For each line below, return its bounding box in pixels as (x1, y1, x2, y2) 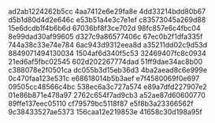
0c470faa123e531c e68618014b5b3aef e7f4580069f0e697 (8, 74, 200, 83)
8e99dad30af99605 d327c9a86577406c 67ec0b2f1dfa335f (8, 32, 203, 41)
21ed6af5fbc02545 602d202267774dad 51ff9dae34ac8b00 (8, 57, 203, 66)
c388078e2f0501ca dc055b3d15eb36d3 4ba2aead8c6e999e (8, 65, 207, 74)
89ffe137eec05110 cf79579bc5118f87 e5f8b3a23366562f (8, 99, 194, 108)
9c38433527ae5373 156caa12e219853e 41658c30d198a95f (8, 107, 202, 117)
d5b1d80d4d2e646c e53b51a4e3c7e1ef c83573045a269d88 (8, 15, 206, 24)
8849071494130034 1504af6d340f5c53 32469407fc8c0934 (8, 49, 206, 58)
